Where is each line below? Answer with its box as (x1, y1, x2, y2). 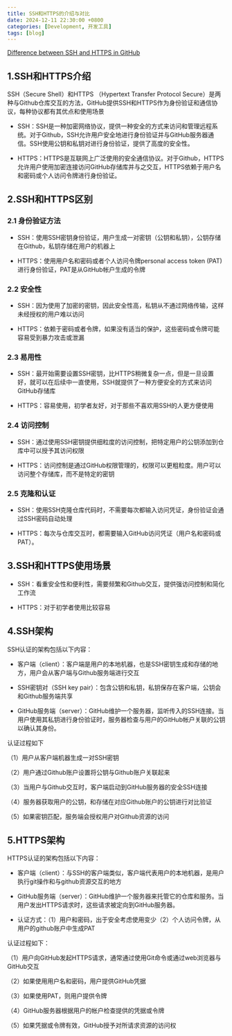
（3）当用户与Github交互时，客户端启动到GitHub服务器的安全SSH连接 (7, 782, 208, 791)
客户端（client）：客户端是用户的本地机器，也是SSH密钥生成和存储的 (17, 660, 213, 668)
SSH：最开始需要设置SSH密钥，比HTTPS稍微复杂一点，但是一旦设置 (17, 369, 214, 378)
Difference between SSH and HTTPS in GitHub (7, 49, 141, 57)
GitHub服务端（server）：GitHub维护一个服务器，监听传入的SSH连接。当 (17, 706, 224, 714)
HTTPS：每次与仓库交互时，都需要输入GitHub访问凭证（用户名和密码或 (17, 529, 222, 537)
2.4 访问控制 (7, 421, 50, 430)
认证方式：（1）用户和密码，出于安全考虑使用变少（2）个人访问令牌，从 (17, 915, 222, 924)
